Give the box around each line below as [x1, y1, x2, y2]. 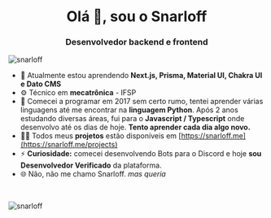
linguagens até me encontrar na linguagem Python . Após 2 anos [20, 105, 238, 115]
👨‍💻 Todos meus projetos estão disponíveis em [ [20, 131, 181, 141]
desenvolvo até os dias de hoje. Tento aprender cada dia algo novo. [20, 122, 251, 133]
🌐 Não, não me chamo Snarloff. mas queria [20, 169, 167, 179]
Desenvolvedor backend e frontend [64, 37, 209, 48]
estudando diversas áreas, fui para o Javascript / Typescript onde [20, 114, 245, 124]
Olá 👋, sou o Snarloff [66, 7, 208, 26]
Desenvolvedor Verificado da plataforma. [20, 160, 162, 170]
